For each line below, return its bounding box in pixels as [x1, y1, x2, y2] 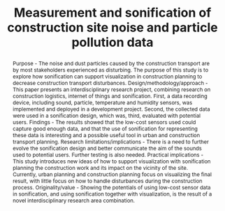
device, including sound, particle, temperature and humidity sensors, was [12, 99, 193, 106]
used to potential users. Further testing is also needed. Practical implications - [12, 151, 203, 158]
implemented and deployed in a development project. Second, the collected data [12, 105, 210, 113]
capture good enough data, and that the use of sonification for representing [12, 125, 198, 132]
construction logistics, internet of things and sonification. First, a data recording [12, 92, 208, 100]
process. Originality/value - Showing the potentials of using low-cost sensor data [12, 183, 211, 191]
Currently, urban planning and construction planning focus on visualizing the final [12, 171, 212, 178]
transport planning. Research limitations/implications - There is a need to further [12, 138, 210, 146]
